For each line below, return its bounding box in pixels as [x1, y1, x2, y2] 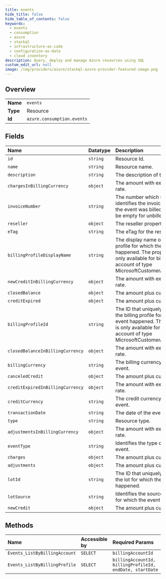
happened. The [115, 248, 151, 255]
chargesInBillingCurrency [7, 183, 69, 188]
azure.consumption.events [26, 116, 88, 122]
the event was [115, 206, 148, 213]
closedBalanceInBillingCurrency [7, 348, 84, 354]
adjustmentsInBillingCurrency [7, 429, 79, 435]
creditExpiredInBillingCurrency [7, 384, 84, 390]
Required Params [112, 539, 154, 546]
